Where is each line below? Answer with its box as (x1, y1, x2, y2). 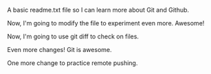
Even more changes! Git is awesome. (7, 46, 112, 53)
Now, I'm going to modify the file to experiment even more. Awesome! (7, 19, 205, 27)
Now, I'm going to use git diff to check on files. (7, 32, 140, 40)
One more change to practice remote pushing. (7, 59, 138, 67)
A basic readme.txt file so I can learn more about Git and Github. (7, 6, 190, 14)
